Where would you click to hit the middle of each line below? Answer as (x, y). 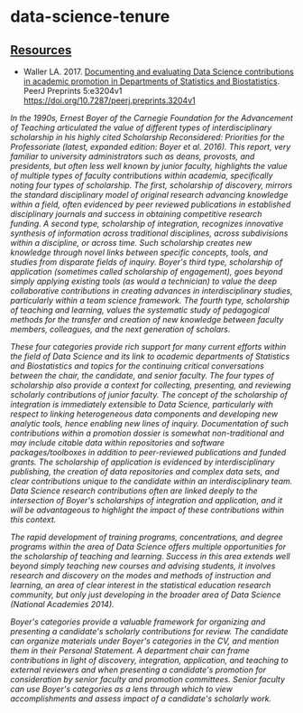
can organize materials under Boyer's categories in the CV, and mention (145, 641)
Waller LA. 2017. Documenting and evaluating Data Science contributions (158, 71)
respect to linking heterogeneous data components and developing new (144, 414)
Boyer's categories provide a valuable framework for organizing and (138, 622)
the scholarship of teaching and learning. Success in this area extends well (151, 556)
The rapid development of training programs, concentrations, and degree (147, 537)
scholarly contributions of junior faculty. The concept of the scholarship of (149, 394)
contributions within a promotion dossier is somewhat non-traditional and (147, 433)
